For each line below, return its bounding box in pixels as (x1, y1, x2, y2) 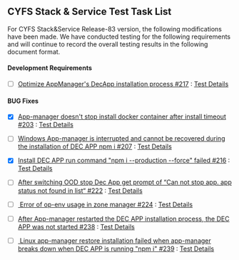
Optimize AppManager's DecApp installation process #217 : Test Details (17, 80, 229, 89)
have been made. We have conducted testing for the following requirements (7, 32, 231, 41)
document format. (7, 47, 61, 56)
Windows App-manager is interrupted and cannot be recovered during (17, 134, 225, 143)
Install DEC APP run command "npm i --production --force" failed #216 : (17, 156, 230, 165)
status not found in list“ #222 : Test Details (17, 186, 143, 195)
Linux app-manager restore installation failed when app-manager (19, 236, 212, 245)
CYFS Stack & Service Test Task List (7, 6, 172, 18)
